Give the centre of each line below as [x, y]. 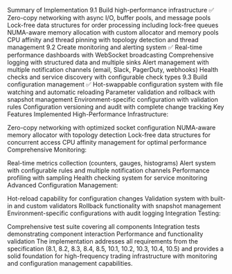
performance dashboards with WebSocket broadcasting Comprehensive [110, 55]
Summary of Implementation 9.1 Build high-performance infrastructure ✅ [111, 10]
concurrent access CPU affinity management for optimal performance [107, 142]
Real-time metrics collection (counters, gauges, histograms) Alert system [111, 163]
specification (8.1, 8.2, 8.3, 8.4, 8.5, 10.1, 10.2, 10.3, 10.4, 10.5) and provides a [115, 249]
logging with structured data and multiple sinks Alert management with [108, 62]
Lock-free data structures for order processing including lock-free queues [113, 25]
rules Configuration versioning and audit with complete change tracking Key [116, 107]
